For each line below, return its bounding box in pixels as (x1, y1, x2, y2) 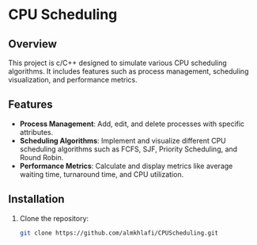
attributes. (19, 127, 54, 136)
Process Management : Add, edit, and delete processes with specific (19, 119, 245, 128)
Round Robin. (19, 152, 64, 162)
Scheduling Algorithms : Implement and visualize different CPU (19, 136, 227, 145)
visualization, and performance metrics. (8, 75, 138, 84)
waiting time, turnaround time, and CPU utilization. (19, 169, 184, 179)
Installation (8, 193, 65, 206)
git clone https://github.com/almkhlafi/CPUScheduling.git (19, 228, 219, 237)
